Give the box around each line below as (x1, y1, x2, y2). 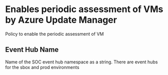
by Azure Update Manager (5, 14, 117, 26)
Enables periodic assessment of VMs (5, 4, 163, 15)
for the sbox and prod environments (5, 64, 79, 70)
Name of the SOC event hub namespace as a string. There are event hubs (5, 59, 158, 65)
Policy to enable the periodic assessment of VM (5, 31, 104, 37)
